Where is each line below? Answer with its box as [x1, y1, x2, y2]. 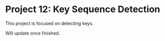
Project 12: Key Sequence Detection [5, 4, 160, 15]
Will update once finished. [5, 30, 60, 36]
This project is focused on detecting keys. [5, 20, 93, 26]
